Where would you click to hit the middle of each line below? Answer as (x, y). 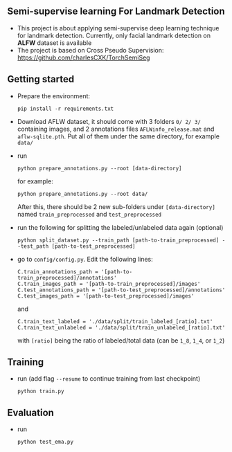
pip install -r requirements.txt (65, 109)
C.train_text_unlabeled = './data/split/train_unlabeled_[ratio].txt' (121, 327)
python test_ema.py (45, 442)
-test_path (33, 246)
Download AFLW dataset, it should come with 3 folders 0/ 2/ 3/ (109, 121)
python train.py (41, 391)
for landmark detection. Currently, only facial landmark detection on (114, 35)
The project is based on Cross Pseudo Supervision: (90, 50)
